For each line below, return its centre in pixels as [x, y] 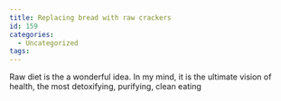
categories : [32, 34]
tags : [19, 51]
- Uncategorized [48, 43]
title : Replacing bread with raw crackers [90, 18]
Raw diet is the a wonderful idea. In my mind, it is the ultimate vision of [140, 77]
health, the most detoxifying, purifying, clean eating [105, 87]
